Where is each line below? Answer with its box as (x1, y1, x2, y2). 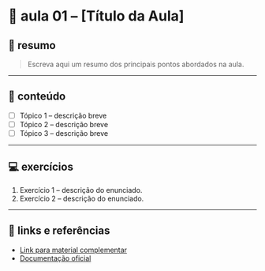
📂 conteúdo (8, 90, 66, 104)
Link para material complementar (19, 245, 128, 254)
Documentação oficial (19, 253, 91, 263)
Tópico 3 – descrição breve (19, 128, 109, 137)
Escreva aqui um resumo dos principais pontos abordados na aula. (27, 59, 244, 69)
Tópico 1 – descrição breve (19, 111, 107, 120)
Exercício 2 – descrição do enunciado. (19, 194, 144, 203)
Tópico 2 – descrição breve (19, 119, 109, 129)
